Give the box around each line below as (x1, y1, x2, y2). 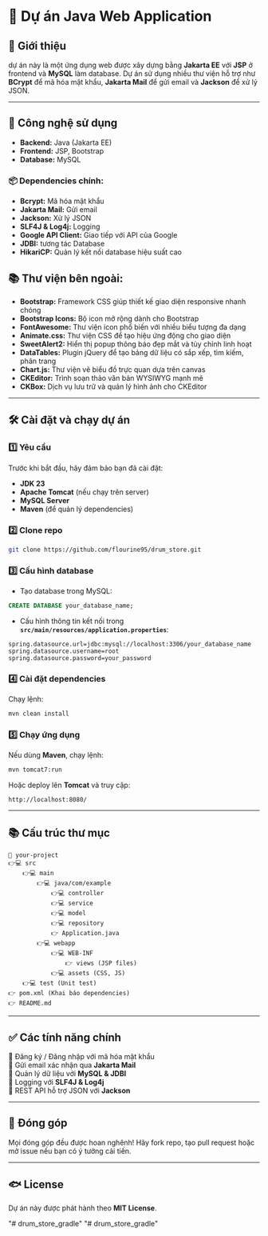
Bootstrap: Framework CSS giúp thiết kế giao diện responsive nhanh (19, 296, 246, 306)
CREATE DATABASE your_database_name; (8, 602, 134, 610)
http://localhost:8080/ (8, 796, 88, 804)
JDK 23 (19, 478, 45, 488)
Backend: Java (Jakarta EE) (19, 138, 112, 147)
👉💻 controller (50, 890, 104, 898)
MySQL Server (19, 495, 70, 505)
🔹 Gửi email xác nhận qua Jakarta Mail (8, 1060, 136, 1070)
